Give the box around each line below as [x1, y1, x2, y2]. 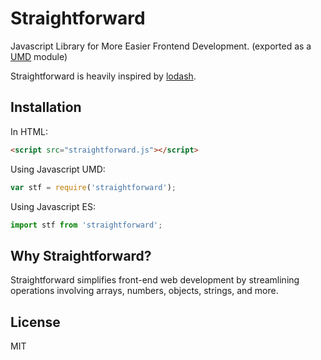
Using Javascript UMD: [10, 163, 106, 175]
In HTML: [10, 125, 49, 137]
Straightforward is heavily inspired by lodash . [10, 70, 197, 82]
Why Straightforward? [10, 247, 152, 264]
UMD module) [10, 50, 68, 62]
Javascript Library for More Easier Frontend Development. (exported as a [10, 40, 312, 52]
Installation [10, 99, 82, 116]
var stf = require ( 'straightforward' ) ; [10, 182, 177, 192]
